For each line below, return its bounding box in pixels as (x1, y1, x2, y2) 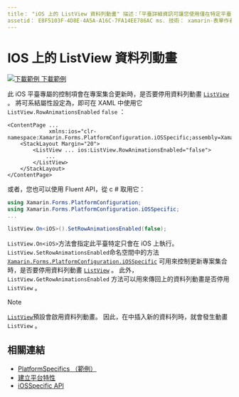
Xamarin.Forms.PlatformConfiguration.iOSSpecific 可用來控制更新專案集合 (7, 257, 228, 265)
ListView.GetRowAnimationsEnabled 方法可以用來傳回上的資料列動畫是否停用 (7, 275, 230, 283)
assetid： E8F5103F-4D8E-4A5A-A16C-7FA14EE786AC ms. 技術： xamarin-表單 (7, 17, 224, 24)
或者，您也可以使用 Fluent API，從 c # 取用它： (7, 185, 146, 194)
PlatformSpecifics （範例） (17, 364, 97, 373)
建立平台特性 (17, 373, 55, 381)
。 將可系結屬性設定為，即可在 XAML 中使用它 (7, 99, 143, 107)
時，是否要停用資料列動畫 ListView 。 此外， (7, 265, 139, 274)
